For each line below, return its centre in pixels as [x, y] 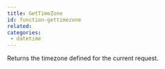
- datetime [25, 39]
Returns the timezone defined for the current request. [83, 58]
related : [20, 26]
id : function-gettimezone [44, 20]
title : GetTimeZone [35, 13]
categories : [24, 32]
